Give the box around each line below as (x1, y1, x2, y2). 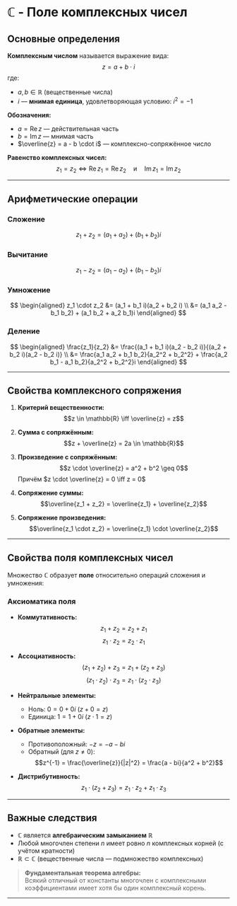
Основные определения (7, 33, 120, 45)
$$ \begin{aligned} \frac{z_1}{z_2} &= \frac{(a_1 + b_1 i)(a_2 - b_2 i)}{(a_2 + (10, 343, 227, 351)
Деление (7, 326, 40, 336)
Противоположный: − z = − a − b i (28, 740, 126, 748)
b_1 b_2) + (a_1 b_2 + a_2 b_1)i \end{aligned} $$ (50, 309, 187, 317)
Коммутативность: (17, 612, 78, 621)
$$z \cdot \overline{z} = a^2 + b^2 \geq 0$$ (59, 464, 188, 473)
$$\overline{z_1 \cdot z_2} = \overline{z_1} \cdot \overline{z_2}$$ (29, 524, 219, 533)
